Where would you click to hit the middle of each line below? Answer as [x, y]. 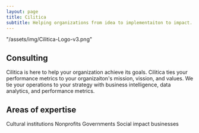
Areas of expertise [41, 110]
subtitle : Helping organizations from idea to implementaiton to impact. [99, 22]
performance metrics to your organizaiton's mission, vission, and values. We [100, 79]
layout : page [22, 12]
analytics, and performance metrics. [50, 91]
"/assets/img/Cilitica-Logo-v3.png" [49, 40]
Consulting [27, 58]
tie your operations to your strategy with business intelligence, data [89, 85]
